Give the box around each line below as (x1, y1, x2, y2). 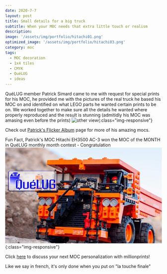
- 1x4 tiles (9, 60, 35, 66)
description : (5, 29, 32, 34)
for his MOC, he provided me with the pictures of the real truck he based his (5, 96, 161, 102)
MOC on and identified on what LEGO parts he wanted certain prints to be (5, 101, 157, 107)
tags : (5, 50, 16, 55)
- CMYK (9, 66, 23, 71)
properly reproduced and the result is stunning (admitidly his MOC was (5, 112, 151, 118)
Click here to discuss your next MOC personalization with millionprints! (5, 254, 150, 260)
